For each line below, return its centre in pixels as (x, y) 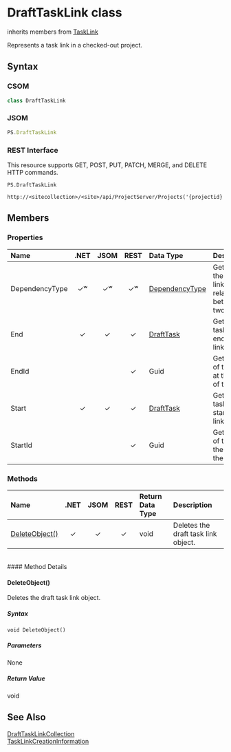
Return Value (26, 678)
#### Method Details (37, 566)
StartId (22, 445)
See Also (26, 717)
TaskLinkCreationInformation (48, 741)
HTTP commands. (33, 172)
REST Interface (33, 150)
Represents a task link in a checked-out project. (75, 45)
